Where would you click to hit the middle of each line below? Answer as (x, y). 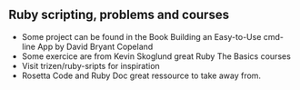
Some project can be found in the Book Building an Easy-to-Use (141, 36)
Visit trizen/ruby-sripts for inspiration (90, 65)
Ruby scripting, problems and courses (119, 15)
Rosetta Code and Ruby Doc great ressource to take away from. (141, 75)
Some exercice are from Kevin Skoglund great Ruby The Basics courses (156, 56)
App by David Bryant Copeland (95, 46)
